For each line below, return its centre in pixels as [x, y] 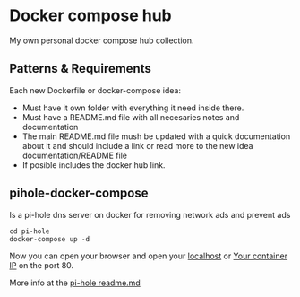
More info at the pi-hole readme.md [75, 283]
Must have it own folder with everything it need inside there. [133, 108]
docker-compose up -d [50, 239]
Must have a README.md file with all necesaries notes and [131, 117]
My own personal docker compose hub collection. [102, 40]
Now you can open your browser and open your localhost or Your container [149, 256]
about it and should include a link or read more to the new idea [137, 145]
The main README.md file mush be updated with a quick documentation [156, 136]
